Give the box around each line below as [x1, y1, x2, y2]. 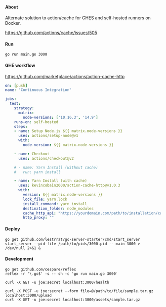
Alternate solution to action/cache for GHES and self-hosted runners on [5, 15, 151, 21]
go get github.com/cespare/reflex [5, 267, 77, 272]
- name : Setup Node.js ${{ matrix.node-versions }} [14, 129, 123, 133]
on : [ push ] [5, 83, 28, 88]
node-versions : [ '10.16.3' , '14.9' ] [23, 115, 98, 120]
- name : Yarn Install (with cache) [14, 178, 87, 183]
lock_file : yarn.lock [23, 197, 68, 202]
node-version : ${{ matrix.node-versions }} [23, 142, 114, 148]
